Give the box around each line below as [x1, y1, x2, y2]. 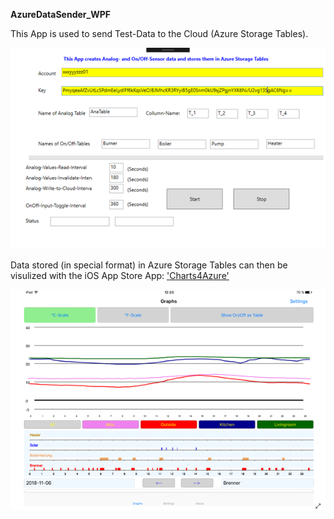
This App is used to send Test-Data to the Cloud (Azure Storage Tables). [10, 28, 309, 39]
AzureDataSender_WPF [10, 9, 112, 20]
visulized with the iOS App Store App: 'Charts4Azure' [10, 269, 230, 281]
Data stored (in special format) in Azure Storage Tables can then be [10, 259, 288, 271]
